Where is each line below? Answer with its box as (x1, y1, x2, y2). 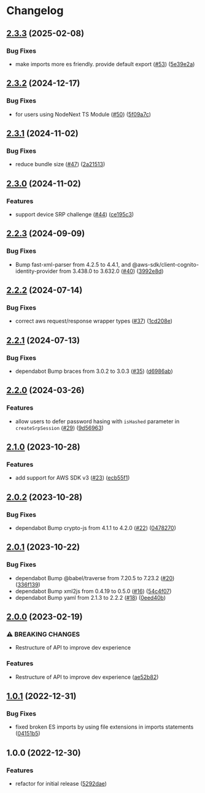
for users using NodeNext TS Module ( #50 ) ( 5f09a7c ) (15, 110, 152, 118)
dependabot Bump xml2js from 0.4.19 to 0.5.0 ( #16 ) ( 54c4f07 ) (15, 587, 172, 595)
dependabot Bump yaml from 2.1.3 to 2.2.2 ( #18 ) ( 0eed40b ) (15, 594, 166, 601)
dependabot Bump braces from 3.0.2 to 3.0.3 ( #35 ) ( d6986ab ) (15, 367, 173, 375)
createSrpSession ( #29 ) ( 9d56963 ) (15, 424, 104, 431)
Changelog (6, 4, 64, 18)
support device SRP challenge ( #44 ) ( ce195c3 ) (15, 210, 134, 218)
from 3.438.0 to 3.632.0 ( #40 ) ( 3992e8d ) (59, 267, 164, 275)
